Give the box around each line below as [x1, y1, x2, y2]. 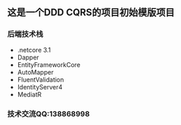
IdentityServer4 [17, 82, 63, 91]
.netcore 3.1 [17, 45, 51, 54]
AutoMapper [17, 68, 54, 76]
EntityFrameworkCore [17, 60, 80, 68]
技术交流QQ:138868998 [7, 109, 90, 119]
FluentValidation [17, 75, 64, 84]
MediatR [17, 90, 42, 98]
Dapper [17, 53, 40, 61]
